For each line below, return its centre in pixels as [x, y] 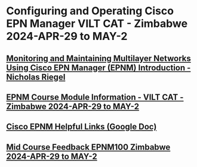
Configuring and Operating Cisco [90, 11]
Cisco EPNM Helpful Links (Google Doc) [81, 127]
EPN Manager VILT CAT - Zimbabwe [97, 24]
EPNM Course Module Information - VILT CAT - [95, 97]
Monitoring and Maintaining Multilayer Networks [98, 58]
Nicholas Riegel [36, 77]
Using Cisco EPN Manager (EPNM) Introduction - [98, 68]
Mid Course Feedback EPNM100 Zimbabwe [88, 147]
